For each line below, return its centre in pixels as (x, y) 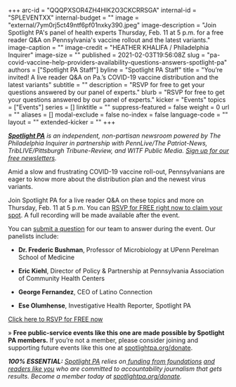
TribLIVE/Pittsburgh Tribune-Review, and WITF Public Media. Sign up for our (119, 151)
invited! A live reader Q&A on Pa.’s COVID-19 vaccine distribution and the (113, 77)
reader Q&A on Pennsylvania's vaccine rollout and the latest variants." (109, 40)
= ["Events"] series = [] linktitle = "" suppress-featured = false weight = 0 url (119, 107)
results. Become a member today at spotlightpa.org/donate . (95, 376)
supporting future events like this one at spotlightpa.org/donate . (100, 348)
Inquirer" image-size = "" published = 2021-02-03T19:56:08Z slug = (107, 55)
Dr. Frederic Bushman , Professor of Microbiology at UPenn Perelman (118, 250)
